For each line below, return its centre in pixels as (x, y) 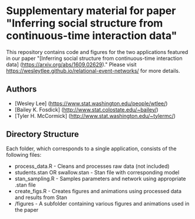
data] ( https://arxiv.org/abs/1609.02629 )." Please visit (71, 64)
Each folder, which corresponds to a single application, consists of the (91, 149)
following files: (24, 154)
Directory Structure (43, 134)
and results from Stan (41, 197)
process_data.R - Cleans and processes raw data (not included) (92, 166)
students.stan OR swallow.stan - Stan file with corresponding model (97, 172)
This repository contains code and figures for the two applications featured (97, 52)
